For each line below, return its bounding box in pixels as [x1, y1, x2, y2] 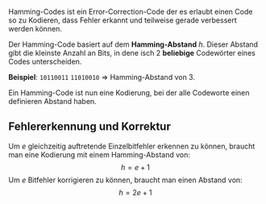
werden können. [8, 24, 63, 33]
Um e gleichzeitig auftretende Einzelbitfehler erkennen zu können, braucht [8, 141, 256, 151]
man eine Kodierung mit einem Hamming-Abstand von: [8, 149, 191, 160]
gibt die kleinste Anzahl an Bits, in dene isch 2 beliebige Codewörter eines [8, 48, 256, 57]
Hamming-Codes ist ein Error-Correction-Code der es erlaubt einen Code [8, 7, 253, 16]
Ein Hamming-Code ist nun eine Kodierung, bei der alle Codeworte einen [8, 88, 250, 98]
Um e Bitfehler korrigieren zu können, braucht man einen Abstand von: [8, 175, 243, 185]
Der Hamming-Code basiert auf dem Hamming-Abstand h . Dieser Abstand [8, 40, 259, 49]
